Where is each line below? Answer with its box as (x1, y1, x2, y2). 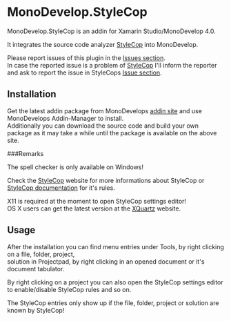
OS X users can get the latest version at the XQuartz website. (7, 204, 181, 213)
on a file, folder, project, (7, 250, 75, 258)
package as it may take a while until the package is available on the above (7, 128, 217, 137)
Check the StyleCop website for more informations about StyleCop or (7, 176, 205, 184)
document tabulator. (7, 264, 65, 273)
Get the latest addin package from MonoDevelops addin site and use (7, 106, 202, 115)
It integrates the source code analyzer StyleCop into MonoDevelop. (7, 40, 199, 48)
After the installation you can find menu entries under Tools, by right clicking (7, 242, 224, 251)
